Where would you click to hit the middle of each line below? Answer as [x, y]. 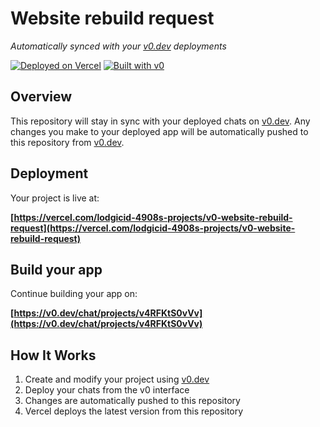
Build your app [56, 269]
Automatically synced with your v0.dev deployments [118, 46]
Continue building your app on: [74, 294]
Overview [41, 97]
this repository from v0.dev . [67, 142]
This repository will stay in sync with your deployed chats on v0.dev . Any [160, 121]
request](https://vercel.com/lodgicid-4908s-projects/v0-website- [153, 228]
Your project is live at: [55, 198]
